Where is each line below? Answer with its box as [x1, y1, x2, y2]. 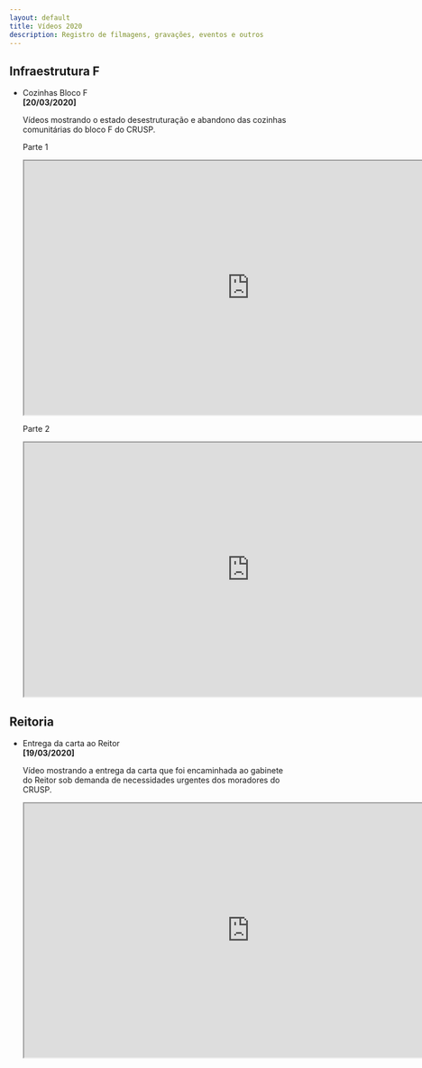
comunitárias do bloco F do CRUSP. [22, 124, 156, 136]
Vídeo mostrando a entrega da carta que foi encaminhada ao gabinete [22, 765, 284, 775]
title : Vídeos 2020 [9, 22, 83, 31]
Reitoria [9, 714, 54, 729]
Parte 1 [22, 142, 49, 153]
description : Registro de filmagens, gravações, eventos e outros [9, 30, 264, 39]
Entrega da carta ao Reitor [22, 738, 120, 748]
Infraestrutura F [9, 63, 100, 79]
